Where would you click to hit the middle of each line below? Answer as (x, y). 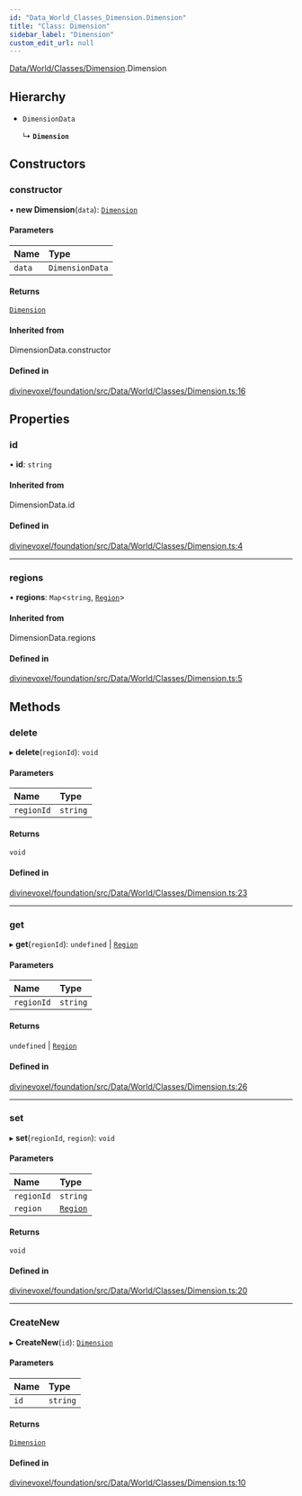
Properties (40, 419)
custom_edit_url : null (52, 43)
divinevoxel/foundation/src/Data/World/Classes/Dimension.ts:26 (129, 1086)
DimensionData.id (42, 505)
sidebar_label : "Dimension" (62, 34)
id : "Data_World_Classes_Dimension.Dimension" (98, 18)
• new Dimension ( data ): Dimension (73, 209)
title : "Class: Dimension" (60, 26)
